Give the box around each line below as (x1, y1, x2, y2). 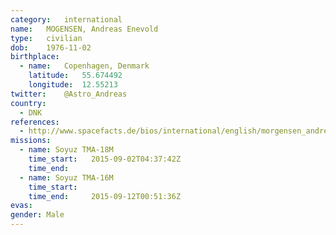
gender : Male (10, 210, 65, 220)
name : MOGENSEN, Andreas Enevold (10, 24, 159, 34)
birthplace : (10, 52, 60, 62)
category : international (10, 14, 123, 25)
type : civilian (10, 33, 83, 43)
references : (10, 117, 60, 127)
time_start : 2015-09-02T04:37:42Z (28, 154, 182, 164)
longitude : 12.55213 (28, 80, 118, 90)
